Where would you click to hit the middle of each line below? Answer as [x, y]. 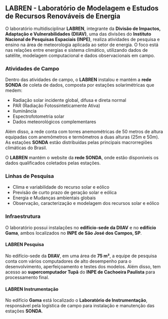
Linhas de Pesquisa [30, 176]
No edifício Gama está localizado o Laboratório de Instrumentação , [76, 300]
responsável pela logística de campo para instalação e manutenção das [80, 306]
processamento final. [27, 277]
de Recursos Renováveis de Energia [63, 16]
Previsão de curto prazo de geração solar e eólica [65, 193]
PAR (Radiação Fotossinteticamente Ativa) [56, 105]
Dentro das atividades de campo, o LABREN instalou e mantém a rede [78, 80]
